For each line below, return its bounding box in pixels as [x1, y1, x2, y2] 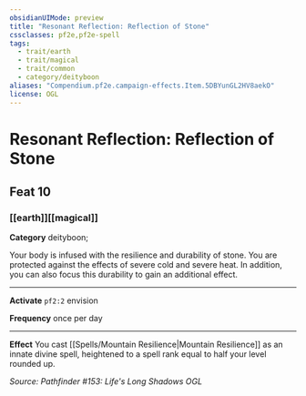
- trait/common [17, 65, 76, 74]
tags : [9, 38, 30, 48]
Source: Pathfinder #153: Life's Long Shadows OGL [9, 376, 203, 387]
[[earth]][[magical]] [9, 211, 98, 224]
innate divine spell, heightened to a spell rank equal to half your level [9, 349, 267, 360]
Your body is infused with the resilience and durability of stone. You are [9, 249, 278, 260]
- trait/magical [17, 56, 79, 65]
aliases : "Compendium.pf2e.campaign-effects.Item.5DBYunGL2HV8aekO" [9, 81, 275, 90]
